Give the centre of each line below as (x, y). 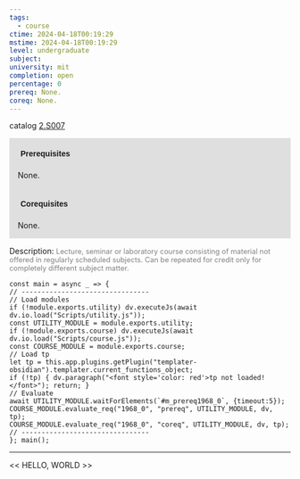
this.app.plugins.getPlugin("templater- (121, 362)
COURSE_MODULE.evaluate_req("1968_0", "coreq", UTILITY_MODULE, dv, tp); (150, 425)
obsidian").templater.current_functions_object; (101, 370)
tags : (19, 17)
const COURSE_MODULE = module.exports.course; (97, 347)
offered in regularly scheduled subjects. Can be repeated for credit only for (135, 260)
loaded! (251, 378)
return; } (71, 386)
